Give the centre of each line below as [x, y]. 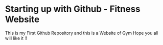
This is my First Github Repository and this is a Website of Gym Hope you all [82, 33]
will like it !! [16, 38]
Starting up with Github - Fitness [73, 9]
